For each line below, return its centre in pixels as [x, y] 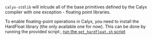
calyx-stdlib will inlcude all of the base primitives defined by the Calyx [76, 7]
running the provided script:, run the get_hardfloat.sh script [65, 32]
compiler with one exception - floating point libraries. [58, 12]
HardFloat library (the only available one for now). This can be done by [76, 26]
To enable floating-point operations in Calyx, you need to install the [72, 21]
